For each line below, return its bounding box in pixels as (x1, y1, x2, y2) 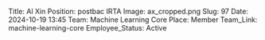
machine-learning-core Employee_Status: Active (8, 24, 167, 32)
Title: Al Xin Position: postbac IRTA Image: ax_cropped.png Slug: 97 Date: (8, 7, 249, 16)
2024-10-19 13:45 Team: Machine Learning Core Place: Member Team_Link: (8, 15, 258, 24)
